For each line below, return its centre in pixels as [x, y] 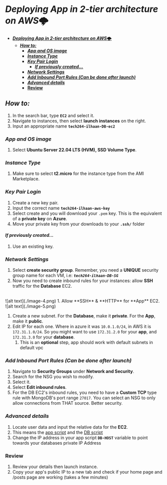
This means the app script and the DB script [58, 432]
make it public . [28, 321]
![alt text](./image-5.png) [31, 306]
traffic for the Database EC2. [42, 286]
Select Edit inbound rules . [39, 387]
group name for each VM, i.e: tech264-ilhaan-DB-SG [65, 276]
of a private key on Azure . [40, 218]
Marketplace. [26, 179]
